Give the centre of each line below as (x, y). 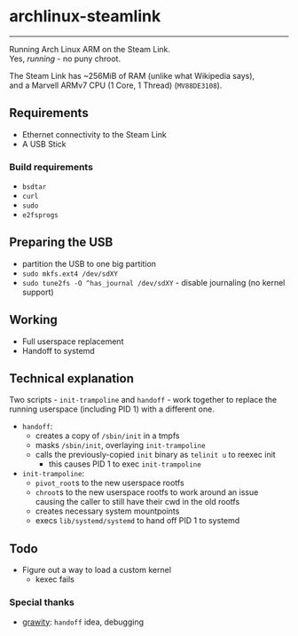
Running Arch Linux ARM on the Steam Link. (90, 49)
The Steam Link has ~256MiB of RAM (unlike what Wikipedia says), (132, 75)
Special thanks (42, 602)
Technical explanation (72, 379)
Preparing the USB (61, 243)
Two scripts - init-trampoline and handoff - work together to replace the (143, 400)
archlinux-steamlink (85, 16)
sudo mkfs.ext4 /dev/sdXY (70, 274)
